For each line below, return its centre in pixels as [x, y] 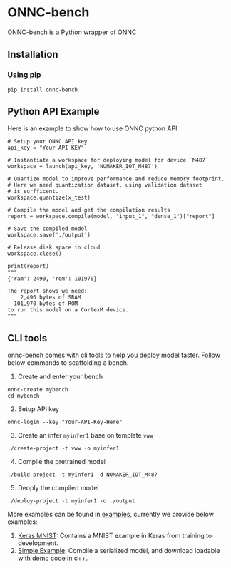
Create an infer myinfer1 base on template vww [85, 435]
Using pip [24, 75]
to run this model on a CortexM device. [68, 310]
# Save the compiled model [47, 229]
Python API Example [53, 112]
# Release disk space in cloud [54, 248]
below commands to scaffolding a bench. [68, 363]
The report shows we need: [47, 291]
